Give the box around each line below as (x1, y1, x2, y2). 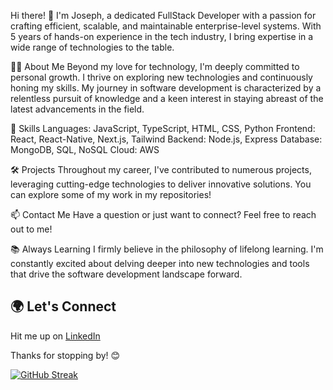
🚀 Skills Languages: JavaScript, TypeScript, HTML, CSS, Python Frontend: (10, 123, 316, 134)
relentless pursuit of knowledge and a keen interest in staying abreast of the (10, 93, 324, 104)
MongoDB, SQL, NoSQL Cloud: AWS (10, 144, 160, 155)
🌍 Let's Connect (10, 298, 117, 315)
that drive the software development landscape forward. (10, 268, 243, 280)
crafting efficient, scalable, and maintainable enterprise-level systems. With (10, 20, 322, 32)
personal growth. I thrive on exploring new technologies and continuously (10, 71, 313, 83)
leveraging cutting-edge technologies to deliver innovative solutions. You (10, 178, 312, 190)
